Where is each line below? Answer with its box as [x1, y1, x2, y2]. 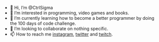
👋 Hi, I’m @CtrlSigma [9, 5, 53, 10]
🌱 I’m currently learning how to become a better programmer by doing [9, 15, 154, 21]
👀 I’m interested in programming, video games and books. [9, 10, 129, 16]
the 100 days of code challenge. [9, 20, 76, 26]
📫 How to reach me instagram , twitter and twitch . [9, 31, 113, 37]
